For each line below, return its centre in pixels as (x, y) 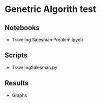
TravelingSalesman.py (35, 67)
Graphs (19, 95)
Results (17, 83)
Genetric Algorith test (50, 9)
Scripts (16, 55)
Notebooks (22, 28)
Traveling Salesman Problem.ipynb (47, 39)
